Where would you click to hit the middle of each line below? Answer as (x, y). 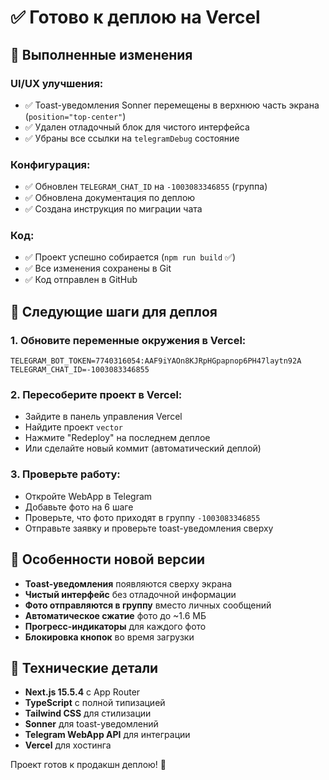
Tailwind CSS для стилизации (88, 713)
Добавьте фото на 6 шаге (79, 507)
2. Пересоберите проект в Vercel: (96, 395)
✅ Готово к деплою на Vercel (135, 17)
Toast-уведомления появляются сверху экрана (128, 583)
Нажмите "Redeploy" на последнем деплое (117, 438)
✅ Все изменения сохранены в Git (98, 268)
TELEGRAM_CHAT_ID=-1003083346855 (80, 370)
